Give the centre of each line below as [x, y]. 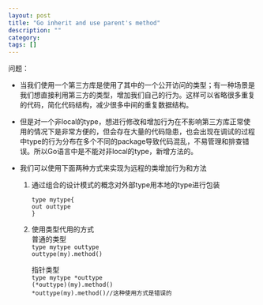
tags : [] [23, 45]
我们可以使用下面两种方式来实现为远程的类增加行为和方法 [113, 168]
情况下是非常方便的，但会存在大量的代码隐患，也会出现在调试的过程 [144, 132]
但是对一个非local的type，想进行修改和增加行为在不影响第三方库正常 [131, 122]
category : [24, 38]
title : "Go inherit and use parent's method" [84, 23]
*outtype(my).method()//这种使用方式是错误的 [101, 293]
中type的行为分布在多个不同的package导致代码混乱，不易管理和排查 [131, 141]
